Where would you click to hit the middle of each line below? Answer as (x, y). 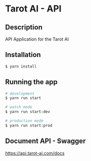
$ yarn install (21, 66)
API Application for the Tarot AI (37, 39)
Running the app (31, 82)
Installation (23, 55)
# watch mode (19, 107)
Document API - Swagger (45, 141)
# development (20, 93)
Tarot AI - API (33, 9)
